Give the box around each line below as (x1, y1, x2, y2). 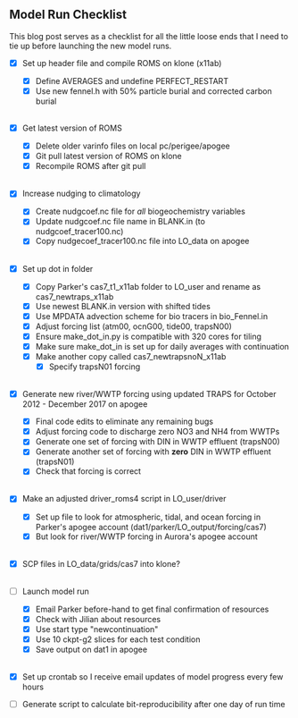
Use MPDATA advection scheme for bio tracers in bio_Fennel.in (35, 310, 269, 321)
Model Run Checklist (9, 7, 128, 22)
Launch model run (21, 586, 89, 596)
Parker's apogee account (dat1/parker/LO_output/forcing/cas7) (35, 521, 268, 532)
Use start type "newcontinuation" (35, 623, 159, 634)
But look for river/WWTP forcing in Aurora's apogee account (35, 531, 259, 542)
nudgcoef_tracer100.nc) (35, 226, 124, 237)
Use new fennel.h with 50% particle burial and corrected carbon (35, 85, 272, 97)
